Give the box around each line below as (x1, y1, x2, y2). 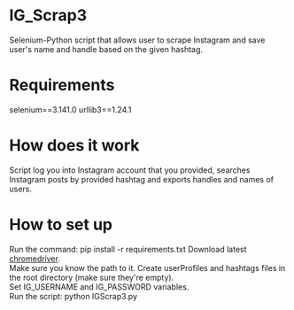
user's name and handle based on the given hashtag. (9, 43, 204, 54)
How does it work (9, 136, 140, 156)
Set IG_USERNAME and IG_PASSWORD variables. (9, 281, 190, 292)
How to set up (9, 214, 113, 235)
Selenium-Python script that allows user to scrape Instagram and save (9, 35, 266, 45)
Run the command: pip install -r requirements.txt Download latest (9, 244, 247, 254)
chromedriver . (9, 253, 60, 264)
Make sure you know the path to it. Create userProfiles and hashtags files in (9, 262, 286, 273)
